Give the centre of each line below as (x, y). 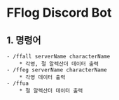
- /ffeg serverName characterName (57, 70)
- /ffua (18, 83)
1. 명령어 (24, 40)
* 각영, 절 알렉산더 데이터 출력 (59, 64)
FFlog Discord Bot (59, 13)
